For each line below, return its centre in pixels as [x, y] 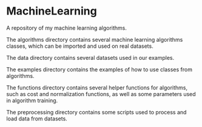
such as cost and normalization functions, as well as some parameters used [101, 94]
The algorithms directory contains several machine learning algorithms [95, 39]
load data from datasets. [37, 119]
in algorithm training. [32, 100]
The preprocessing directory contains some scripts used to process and [96, 112]
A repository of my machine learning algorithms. [67, 28]
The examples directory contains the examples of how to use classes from [99, 69]
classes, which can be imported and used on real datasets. [80, 46]
